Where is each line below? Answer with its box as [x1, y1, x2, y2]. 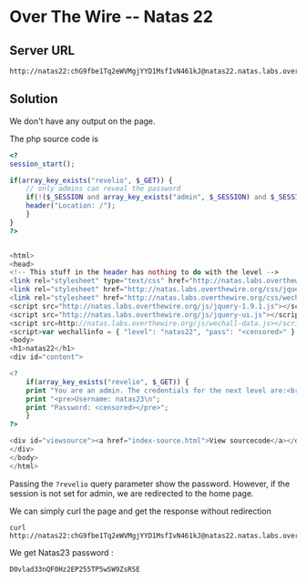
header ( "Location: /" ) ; [25, 201, 117, 210]
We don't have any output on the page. [9, 116, 157, 127]
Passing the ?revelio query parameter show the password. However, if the [9, 478, 291, 489]
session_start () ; [9, 159, 76, 168]
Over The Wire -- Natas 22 [9, 6, 214, 27]
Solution [9, 91, 58, 107]
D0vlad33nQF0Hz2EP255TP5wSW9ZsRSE [9, 565, 141, 574]
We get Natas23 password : [9, 546, 114, 557]
